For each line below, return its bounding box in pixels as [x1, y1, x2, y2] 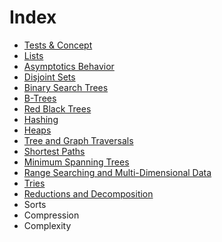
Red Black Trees [23, 102, 92, 115]
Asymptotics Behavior [23, 60, 115, 72]
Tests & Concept [23, 39, 93, 51]
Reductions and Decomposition [23, 187, 154, 200]
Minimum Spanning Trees [23, 156, 130, 168]
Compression [23, 209, 80, 221]
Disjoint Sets [23, 71, 76, 83]
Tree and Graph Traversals [23, 134, 134, 146]
